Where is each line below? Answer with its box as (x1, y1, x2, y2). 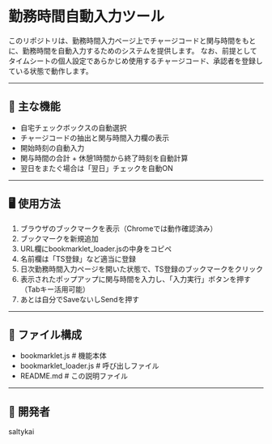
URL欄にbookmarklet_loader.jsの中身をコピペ (19, 244, 172, 254)
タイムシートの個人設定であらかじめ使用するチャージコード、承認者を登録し (8, 56, 263, 66)
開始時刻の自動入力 (19, 143, 85, 152)
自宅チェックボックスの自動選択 (19, 122, 127, 132)
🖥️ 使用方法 (8, 197, 61, 211)
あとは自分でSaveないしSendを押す (19, 294, 140, 304)
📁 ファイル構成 (8, 327, 83, 341)
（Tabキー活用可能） (19, 284, 91, 294)
